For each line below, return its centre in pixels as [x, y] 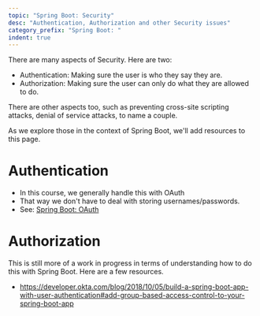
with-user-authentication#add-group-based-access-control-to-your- [132, 296]
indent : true [30, 37]
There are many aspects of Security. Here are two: [90, 60]
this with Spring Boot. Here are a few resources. [86, 272]
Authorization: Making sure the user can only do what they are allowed [134, 84]
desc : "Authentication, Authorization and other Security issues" [119, 23]
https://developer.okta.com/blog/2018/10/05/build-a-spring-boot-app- [134, 287]
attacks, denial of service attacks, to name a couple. [93, 116]
